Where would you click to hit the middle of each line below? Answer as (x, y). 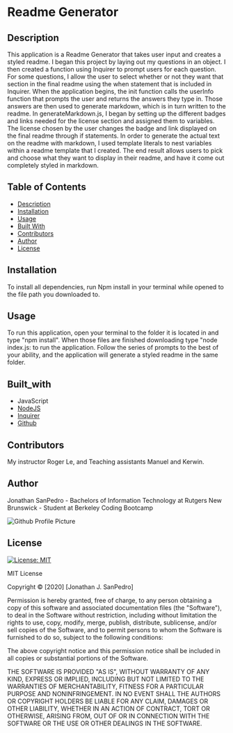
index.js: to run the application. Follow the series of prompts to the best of (113, 348)
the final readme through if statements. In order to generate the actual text (114, 136)
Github (27, 423)
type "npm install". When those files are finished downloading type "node (112, 340)
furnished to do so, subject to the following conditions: (85, 637)
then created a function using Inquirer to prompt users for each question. (112, 69)
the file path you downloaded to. (54, 294)
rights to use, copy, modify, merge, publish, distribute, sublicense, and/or (112, 622)
